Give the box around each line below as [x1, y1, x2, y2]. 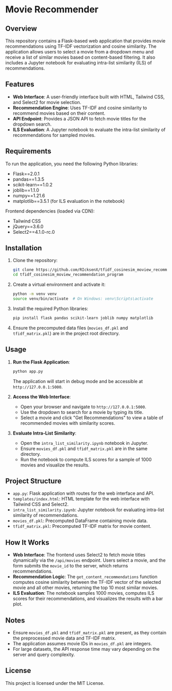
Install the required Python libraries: [12, 305, 88, 312]
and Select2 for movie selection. [12, 99, 82, 105]
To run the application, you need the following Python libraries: [5, 161, 138, 167]
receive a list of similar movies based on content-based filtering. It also [5, 54, 156, 60]
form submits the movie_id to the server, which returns [12, 563, 128, 569]
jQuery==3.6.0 [12, 223, 44, 230]
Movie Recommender [5, 4, 99, 15]
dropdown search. [12, 121, 52, 127]
